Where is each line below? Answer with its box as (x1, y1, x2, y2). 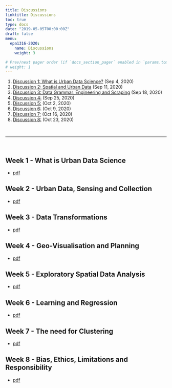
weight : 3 (14, 50, 36, 55)
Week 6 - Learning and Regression (5, 298, 118, 307)
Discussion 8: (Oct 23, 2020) (12, 116, 74, 123)
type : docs (5, 22, 29, 27)
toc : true (5, 17, 27, 22)
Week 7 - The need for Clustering (5, 326, 114, 336)
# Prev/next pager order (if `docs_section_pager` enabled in (5, 59, 141, 65)
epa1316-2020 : (10, 41, 40, 46)
